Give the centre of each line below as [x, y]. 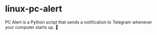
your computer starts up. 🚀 [32, 27]
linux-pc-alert [34, 9]
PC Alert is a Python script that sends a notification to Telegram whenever [78, 22]
